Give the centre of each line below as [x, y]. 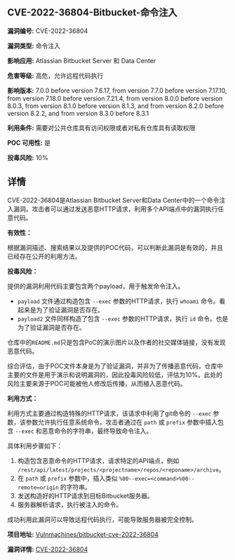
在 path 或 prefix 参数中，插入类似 [67, 478]
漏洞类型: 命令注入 [34, 46]
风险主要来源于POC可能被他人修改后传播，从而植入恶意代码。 [97, 383]
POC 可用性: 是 [29, 142]
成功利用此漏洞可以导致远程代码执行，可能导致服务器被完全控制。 [102, 519]
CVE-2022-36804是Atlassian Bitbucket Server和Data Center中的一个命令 [113, 200]
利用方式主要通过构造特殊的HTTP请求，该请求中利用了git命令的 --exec [109, 413]
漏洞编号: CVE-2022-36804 [48, 31]
